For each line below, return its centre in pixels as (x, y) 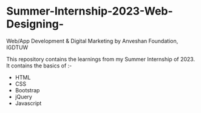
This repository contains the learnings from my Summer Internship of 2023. (101, 59)
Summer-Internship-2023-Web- (90, 11)
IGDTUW (17, 47)
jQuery (23, 97)
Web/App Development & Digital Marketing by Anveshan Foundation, (92, 41)
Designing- (35, 24)
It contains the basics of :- (39, 66)
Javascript (28, 103)
